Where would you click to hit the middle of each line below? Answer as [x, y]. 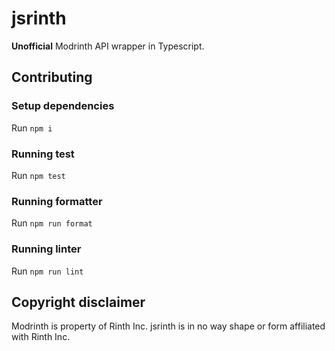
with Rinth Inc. [41, 337]
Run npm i [32, 128]
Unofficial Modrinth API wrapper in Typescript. [108, 46]
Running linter [46, 249]
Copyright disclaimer [78, 302]
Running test [43, 154]
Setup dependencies [63, 106]
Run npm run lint [47, 271]
